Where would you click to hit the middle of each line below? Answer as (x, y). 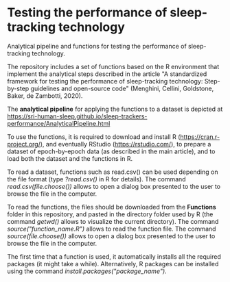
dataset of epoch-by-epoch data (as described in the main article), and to (111, 151)
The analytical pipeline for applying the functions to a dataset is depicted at (115, 109)
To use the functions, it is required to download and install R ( (94, 137)
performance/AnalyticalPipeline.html (59, 123)
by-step (18, 88)
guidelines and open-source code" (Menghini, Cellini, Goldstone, (122, 88)
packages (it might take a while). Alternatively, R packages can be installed (113, 264)
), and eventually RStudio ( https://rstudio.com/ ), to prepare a (126, 144)
